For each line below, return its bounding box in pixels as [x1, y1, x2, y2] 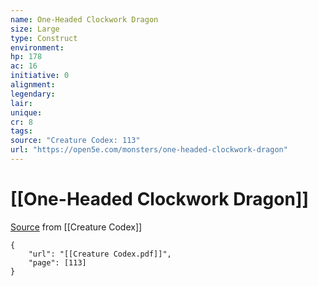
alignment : [10, 80, 56, 90]
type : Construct [10, 33, 78, 43]
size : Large [10, 24, 60, 34]
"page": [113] [28, 257, 87, 268]
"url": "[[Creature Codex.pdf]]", [28, 249, 172, 259]
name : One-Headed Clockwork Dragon [10, 14, 159, 25]
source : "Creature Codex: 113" [10, 136, 141, 146]
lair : [10, 98, 33, 108]
